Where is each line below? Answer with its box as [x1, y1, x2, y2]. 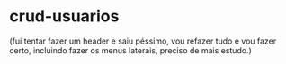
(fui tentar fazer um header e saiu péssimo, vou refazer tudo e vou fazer [9, 36, 277, 46]
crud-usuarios [9, 6, 120, 27]
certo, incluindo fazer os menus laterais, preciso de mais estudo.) [9, 44, 252, 55]
